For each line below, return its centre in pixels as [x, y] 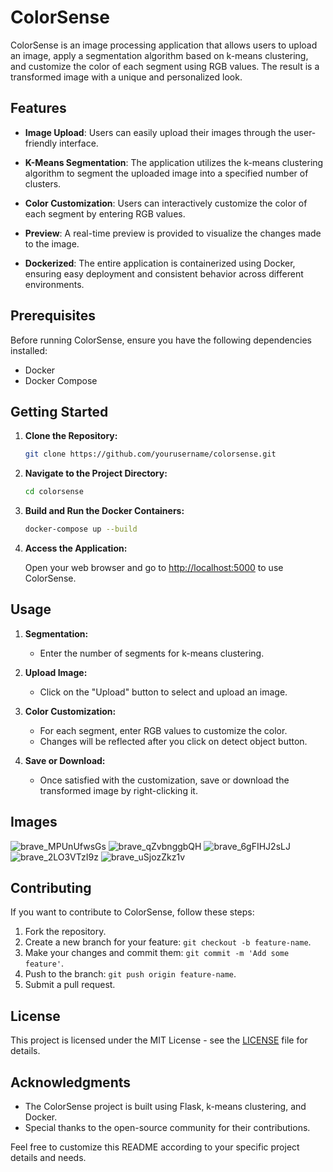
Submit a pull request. [70, 985]
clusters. [43, 183]
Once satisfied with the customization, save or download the [164, 780]
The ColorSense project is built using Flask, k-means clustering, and [165, 1107]
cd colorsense [54, 492]
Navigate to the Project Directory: [96, 473]
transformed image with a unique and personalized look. [126, 77]
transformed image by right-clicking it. [118, 790]
